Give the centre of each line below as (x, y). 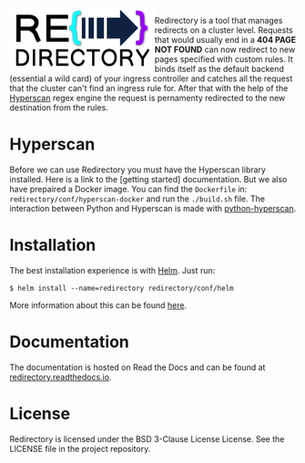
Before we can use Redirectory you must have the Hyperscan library (138, 170)
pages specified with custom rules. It (224, 59)
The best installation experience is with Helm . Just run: (112, 270)
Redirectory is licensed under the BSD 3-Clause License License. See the (147, 438)
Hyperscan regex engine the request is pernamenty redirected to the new (147, 98)
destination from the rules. (59, 108)
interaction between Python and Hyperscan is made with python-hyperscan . (153, 208)
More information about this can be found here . (98, 305)
